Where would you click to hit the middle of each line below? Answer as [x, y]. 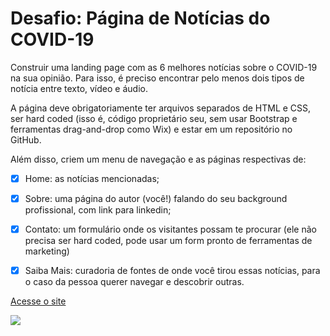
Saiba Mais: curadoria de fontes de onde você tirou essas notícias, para [172, 271]
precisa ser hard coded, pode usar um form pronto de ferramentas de [168, 241]
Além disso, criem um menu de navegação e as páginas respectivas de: [158, 159]
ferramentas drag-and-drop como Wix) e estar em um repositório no [151, 129]
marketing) [47, 251]
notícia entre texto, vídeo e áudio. [79, 88]
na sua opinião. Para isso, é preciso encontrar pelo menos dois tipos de [157, 78]
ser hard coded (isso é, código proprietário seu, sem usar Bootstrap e [154, 118]
